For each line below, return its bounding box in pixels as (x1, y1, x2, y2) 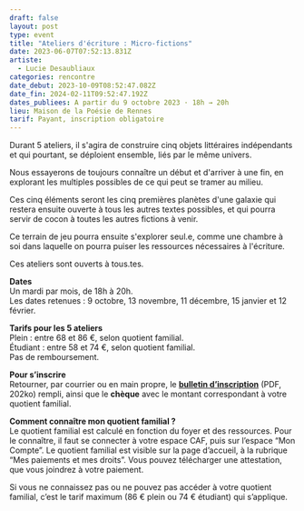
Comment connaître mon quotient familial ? (9, 416, 176, 427)
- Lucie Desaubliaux (17, 65, 95, 74)
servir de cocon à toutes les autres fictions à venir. (9, 214, 199, 225)
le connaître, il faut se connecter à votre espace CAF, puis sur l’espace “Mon (9, 436, 296, 446)
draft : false (9, 13, 59, 23)
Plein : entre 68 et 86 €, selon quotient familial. (9, 333, 184, 344)
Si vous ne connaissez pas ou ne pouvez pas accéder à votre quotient (9, 482, 272, 493)
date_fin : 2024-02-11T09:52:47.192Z (9, 89, 148, 98)
